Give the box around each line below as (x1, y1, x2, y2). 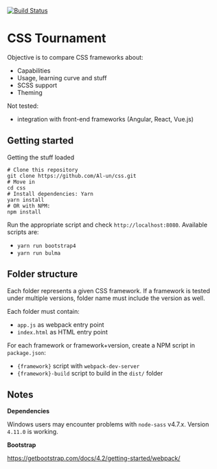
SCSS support (16, 81, 58, 89)
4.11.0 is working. (7, 428, 58, 436)
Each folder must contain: (7, 307, 80, 315)
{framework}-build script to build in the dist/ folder (16, 369, 163, 377)
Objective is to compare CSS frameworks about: (7, 53, 144, 61)
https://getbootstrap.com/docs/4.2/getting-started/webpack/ (7, 454, 181, 463)
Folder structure (7, 268, 78, 280)
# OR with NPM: (7, 203, 51, 209)
